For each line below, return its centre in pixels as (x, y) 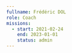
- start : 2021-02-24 (38, 29)
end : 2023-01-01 (38, 35)
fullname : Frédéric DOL (36, 12)
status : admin (35, 40)
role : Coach (21, 18)
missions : (19, 23)
